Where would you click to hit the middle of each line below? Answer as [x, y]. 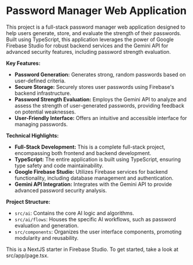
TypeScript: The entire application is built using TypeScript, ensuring [98, 159]
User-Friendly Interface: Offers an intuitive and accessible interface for [101, 118]
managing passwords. [41, 124]
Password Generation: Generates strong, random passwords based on [100, 74]
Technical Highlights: [33, 135]
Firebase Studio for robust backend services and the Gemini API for [87, 46]
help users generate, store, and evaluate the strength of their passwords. [94, 33]
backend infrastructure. [43, 93]
